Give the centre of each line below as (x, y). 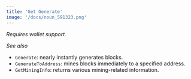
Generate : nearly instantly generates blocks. (69, 57)
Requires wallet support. (37, 34)
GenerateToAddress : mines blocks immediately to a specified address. (100, 64)
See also (17, 46)
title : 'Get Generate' (34, 12)
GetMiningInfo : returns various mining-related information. (87, 69)
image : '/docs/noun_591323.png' (46, 17)
